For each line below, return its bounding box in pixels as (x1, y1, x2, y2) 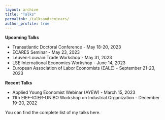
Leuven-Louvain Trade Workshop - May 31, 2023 (12, 55, 112, 61)
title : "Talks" (5, 12, 36, 17)
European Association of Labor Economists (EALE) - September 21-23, (12, 65, 156, 71)
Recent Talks (5, 80, 33, 86)
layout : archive (5, 7, 38, 12)
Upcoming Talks (5, 35, 39, 40)
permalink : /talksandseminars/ (5, 16, 69, 21)
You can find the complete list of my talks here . (5, 110, 101, 116)
